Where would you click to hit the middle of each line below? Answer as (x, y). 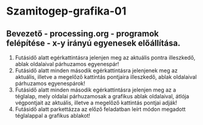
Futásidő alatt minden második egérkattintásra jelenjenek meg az (96, 70)
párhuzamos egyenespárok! (50, 83)
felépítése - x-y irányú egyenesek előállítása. (93, 43)
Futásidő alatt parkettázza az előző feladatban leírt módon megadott (100, 109)
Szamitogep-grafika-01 (66, 11)
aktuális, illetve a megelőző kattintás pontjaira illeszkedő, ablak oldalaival (106, 77)
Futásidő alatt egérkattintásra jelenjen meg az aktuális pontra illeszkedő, (105, 58)
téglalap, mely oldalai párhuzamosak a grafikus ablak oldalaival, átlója (102, 96)
